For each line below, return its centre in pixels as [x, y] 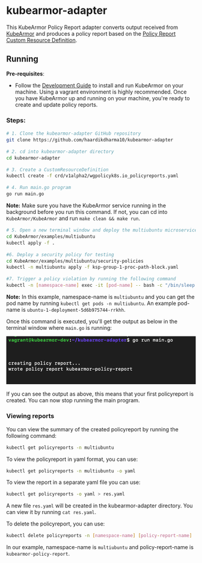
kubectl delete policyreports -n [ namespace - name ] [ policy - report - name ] [99, 536]
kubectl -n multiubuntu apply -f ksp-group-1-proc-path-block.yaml [93, 267]
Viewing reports [30, 416]
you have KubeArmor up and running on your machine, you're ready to [103, 98]
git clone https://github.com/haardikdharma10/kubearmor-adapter [90, 140]
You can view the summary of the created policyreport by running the [92, 429]
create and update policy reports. [56, 105]
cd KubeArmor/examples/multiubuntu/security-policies [75, 261]
